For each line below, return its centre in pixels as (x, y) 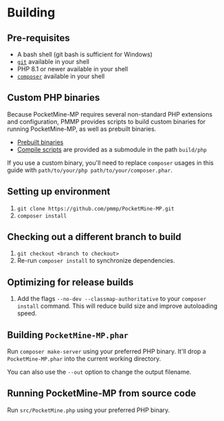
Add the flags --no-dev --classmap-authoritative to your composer (112, 299)
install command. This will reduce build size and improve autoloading (117, 306)
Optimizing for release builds (70, 282)
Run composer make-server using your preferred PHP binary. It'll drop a (107, 352)
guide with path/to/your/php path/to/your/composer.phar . (90, 170)
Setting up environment (59, 192)
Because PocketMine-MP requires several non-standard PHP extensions (110, 114)
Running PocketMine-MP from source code (102, 393)
